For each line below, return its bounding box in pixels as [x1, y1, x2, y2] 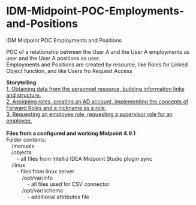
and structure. [6, 91, 41, 99]
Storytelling [6, 79, 37, 86]
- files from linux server [17, 167, 75, 175]
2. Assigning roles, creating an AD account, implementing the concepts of [6, 97, 189, 105]
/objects [11, 148, 32, 156]
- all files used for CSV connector [27, 180, 110, 188]
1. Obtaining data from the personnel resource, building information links [6, 85, 185, 92]
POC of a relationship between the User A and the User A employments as [6, 48, 190, 55]
